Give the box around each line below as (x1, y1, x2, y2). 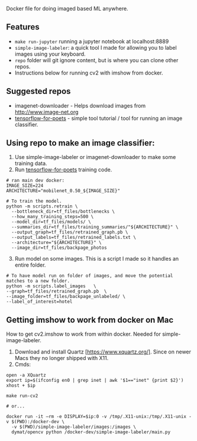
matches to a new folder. (6, 278, 70, 284)
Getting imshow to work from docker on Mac (6, 314, 174, 325)
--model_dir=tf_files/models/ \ (11, 219, 92, 225)
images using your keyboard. (14, 50, 86, 57)
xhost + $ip (6, 382, 35, 389)
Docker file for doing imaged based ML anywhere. (6, 5, 128, 12)
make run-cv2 (6, 393, 38, 399)
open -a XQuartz (6, 372, 46, 378)
